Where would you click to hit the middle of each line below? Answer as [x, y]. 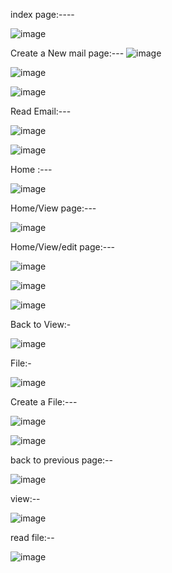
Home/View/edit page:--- [63, 247]
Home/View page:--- [53, 208]
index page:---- [42, 14]
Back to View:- [41, 324]
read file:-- [32, 537]
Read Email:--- [41, 111]
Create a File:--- [44, 402]
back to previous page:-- [61, 460]
